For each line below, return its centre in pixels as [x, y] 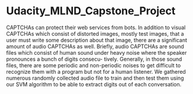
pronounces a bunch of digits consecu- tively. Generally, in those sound [94, 59]
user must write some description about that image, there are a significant [96, 40]
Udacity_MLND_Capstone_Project [91, 11]
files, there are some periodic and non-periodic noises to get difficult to [94, 65]
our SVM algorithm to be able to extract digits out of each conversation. [94, 84]
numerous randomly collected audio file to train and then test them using [95, 78]
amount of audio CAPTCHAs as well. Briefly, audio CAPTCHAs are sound [95, 46]
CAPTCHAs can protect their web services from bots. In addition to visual [96, 27]
